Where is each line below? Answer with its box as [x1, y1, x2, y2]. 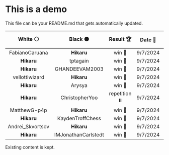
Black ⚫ [69, 35, 90, 42]
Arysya [70, 82, 88, 89]
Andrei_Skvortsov [8, 123, 49, 130]
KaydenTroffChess [57, 115, 102, 122]
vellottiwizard [12, 73, 44, 81]
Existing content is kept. [5, 144, 55, 150]
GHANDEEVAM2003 [54, 65, 104, 72]
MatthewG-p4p [10, 107, 47, 114]
